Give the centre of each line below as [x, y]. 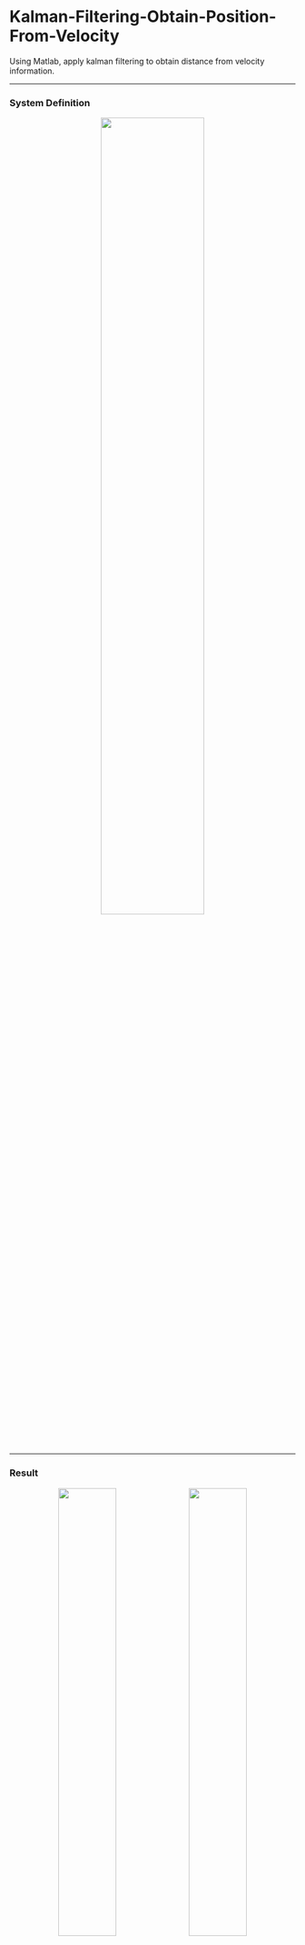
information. [32, 71]
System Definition [50, 103]
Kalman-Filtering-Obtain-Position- [143, 17]
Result [24, 1473]
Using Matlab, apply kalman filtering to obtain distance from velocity [137, 61]
